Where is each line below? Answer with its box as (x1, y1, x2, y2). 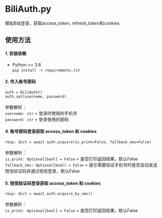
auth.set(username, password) (5, 94, 67, 99)
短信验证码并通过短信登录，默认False (5, 168, 80, 174)
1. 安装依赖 (5, 50, 27, 56)
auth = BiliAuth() (5, 89, 42, 95)
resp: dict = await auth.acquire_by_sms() (5, 192, 93, 196)
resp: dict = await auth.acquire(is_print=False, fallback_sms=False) (5, 139, 152, 145)
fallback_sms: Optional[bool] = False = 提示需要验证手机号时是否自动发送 (5, 162, 158, 168)
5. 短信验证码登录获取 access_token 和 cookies (5, 180, 101, 186)
